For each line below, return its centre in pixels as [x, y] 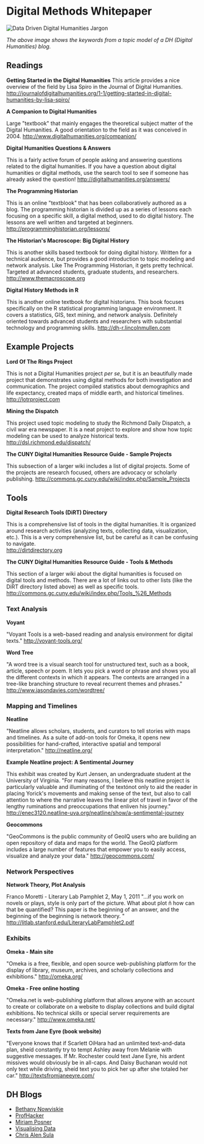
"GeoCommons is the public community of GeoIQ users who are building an [101, 836]
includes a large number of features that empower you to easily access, [96, 849]
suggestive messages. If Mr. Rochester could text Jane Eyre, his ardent [96, 1056]
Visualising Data [35, 1129]
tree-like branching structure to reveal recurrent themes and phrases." [94, 683]
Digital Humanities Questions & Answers [59, 148]
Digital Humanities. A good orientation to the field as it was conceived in [97, 130]
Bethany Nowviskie [39, 1109]
